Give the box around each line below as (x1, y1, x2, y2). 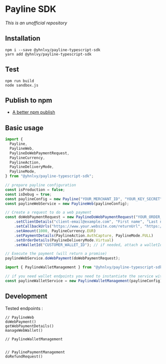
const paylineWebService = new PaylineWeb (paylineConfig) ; (5, 201, 129, 206)
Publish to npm (5, 96, 52, 105)
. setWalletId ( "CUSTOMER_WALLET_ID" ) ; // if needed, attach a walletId (14, 242, 163, 247)
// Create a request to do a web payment (5, 210, 92, 215)
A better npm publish (12, 109, 55, 115)
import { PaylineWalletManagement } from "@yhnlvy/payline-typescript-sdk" (5, 265, 165, 270)
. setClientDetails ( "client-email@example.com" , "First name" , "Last (14, 219, 158, 224)
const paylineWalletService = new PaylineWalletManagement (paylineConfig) (5, 278, 163, 283)
